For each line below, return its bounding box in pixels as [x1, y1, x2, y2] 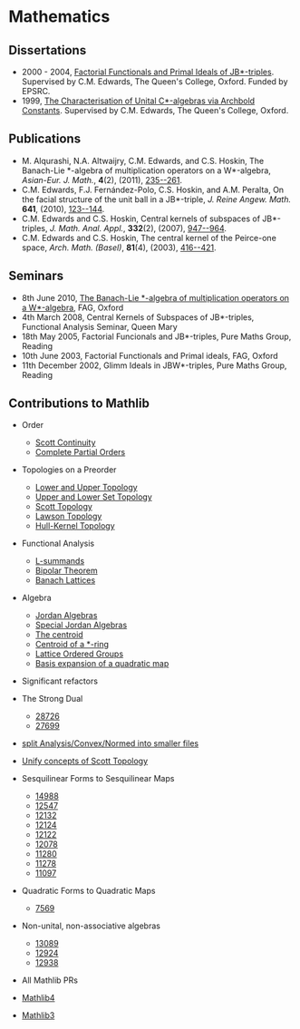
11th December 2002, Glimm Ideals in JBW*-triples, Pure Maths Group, [21, 360, 287, 371]
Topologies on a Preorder [21, 464, 117, 475]
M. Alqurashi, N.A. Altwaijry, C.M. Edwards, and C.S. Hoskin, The [21, 155, 265, 166]
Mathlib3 [21, 1010, 55, 1021]
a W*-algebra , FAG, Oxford [21, 302, 124, 313]
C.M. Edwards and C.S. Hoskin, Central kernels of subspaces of [21, 213, 260, 224]
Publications [8, 131, 82, 147]
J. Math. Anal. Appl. [49, 222, 124, 233]
